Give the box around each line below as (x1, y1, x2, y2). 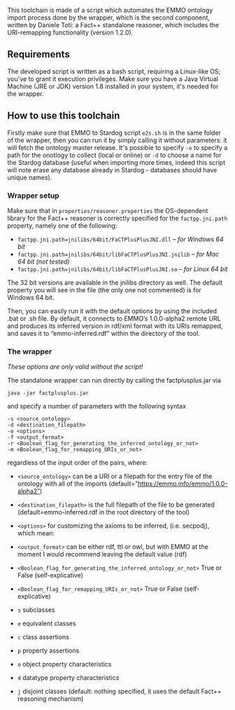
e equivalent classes (17, 620, 76, 628)
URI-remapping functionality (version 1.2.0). (7, 28, 134, 36)
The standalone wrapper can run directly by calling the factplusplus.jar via (7, 376, 222, 385)
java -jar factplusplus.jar (7, 390, 90, 397)
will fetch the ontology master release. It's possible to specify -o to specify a (7, 143, 228, 151)
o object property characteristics (17, 660, 112, 669)
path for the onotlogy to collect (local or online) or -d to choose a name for (7, 151, 222, 159)
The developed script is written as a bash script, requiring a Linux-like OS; (7, 67, 221, 76)
